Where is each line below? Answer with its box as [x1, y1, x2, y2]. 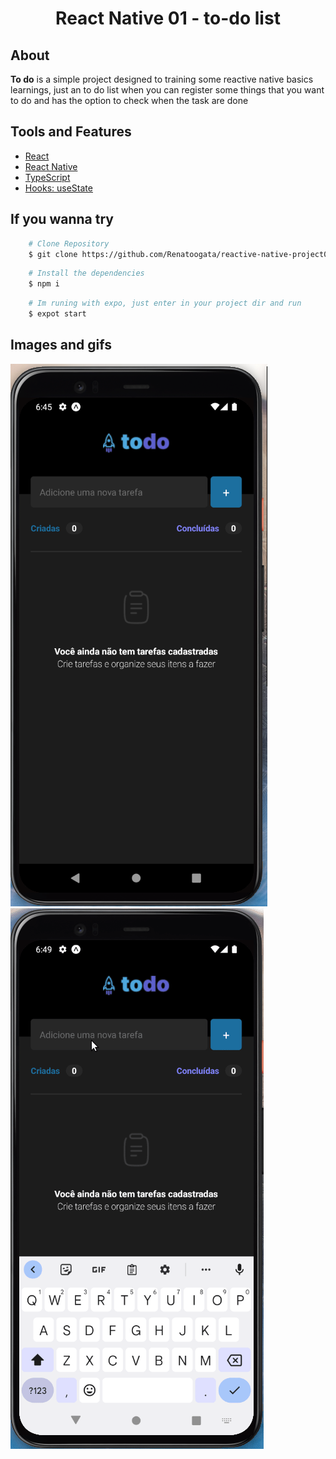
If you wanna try [10, 211, 114, 228]
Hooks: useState [24, 182, 93, 194]
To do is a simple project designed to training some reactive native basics [10, 73, 314, 85]
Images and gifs [10, 337, 112, 354]
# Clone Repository [28, 238, 110, 249]
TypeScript [24, 171, 71, 183]
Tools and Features [10, 123, 132, 141]
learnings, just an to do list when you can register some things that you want [10, 84, 325, 96]
